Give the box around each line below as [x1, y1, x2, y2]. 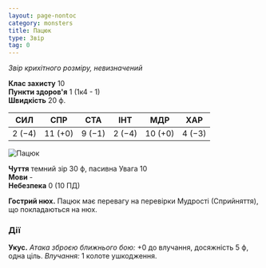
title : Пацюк [8, 26, 52, 34]
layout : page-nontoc [8, 11, 77, 20]
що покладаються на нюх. [8, 205, 97, 215]
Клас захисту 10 [8, 79, 66, 89]
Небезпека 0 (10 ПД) [8, 181, 81, 191]
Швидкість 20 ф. [8, 96, 66, 105]
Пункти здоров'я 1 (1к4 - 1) [8, 87, 101, 97]
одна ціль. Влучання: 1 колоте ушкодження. [8, 251, 157, 261]
